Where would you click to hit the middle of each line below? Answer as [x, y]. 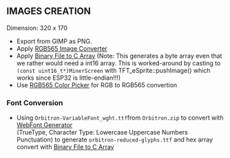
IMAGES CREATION [49, 11]
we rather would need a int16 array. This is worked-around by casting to [118, 63]
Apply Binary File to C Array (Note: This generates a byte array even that [119, 56]
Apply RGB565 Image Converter [62, 48]
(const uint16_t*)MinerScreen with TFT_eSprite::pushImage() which [113, 70]
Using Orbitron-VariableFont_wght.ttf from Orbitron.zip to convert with [120, 118]
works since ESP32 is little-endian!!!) [69, 78]
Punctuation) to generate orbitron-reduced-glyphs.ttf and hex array [115, 139]
